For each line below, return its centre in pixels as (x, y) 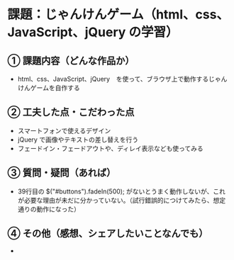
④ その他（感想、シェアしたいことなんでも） (108, 233)
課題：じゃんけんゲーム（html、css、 (118, 15)
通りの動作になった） (47, 209)
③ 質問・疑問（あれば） (62, 173)
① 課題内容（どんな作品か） (71, 61)
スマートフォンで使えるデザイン (64, 130)
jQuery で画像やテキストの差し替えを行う (78, 140)
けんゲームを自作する (49, 88)
